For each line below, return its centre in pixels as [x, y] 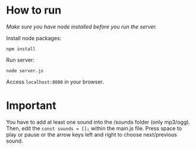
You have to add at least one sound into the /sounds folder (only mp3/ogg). [98, 122]
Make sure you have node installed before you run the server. [82, 27]
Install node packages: [34, 38]
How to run [34, 10]
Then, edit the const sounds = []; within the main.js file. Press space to [94, 128]
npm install [21, 49]
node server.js [25, 71]
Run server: [20, 60]
